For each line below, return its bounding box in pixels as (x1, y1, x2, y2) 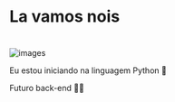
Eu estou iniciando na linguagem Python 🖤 (9, 65, 168, 76)
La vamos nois (9, 6, 121, 27)
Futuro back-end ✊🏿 (9, 83, 84, 94)
